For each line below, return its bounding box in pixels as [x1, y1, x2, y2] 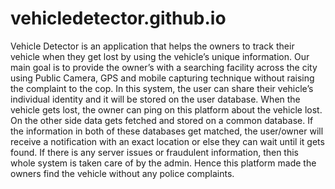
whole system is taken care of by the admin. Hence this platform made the [10, 157, 317, 169]
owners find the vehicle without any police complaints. [10, 167, 235, 179]
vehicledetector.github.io [10, 7, 227, 30]
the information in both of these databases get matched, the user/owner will [10, 125, 324, 137]
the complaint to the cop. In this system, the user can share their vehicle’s [10, 82, 314, 94]
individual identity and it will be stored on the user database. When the [10, 93, 301, 105]
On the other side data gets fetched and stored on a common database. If [10, 114, 314, 126]
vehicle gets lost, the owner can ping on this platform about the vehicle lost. [10, 103, 323, 116]
